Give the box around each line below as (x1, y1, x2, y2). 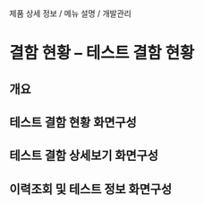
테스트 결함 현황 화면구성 (9, 114, 137, 129)
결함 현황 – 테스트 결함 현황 (9, 43, 195, 64)
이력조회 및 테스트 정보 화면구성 (9, 182, 173, 197)
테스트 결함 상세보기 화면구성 (9, 148, 159, 164)
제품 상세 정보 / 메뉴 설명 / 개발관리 (9, 8, 132, 19)
